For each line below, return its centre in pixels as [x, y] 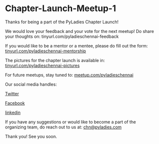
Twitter [12, 94]
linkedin [13, 112]
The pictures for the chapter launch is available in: [55, 60]
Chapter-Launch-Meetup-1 [61, 8]
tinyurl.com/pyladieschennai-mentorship [46, 51]
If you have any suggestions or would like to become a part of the [71, 122]
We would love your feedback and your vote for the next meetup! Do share [79, 31]
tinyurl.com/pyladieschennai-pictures [42, 65]
